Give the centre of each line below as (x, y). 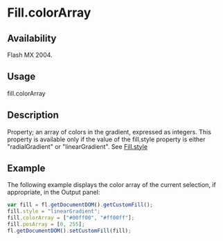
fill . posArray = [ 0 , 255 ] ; (46, 224)
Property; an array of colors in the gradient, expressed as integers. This (109, 132)
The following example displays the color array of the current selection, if (111, 185)
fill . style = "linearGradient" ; (54, 212)
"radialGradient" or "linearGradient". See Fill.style (77, 146)
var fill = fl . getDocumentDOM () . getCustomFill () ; (80, 205)
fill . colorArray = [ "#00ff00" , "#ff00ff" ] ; (71, 218)
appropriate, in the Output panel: (54, 193)
